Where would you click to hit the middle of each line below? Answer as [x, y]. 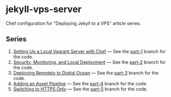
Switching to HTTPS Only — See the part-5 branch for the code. [80, 89]
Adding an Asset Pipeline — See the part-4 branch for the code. [80, 83]
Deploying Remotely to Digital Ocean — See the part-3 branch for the [86, 73]
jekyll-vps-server [44, 9]
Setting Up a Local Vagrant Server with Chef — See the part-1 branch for [89, 51]
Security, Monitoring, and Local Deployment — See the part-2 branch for [89, 62]
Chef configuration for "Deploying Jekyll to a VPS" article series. [74, 23]
